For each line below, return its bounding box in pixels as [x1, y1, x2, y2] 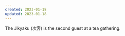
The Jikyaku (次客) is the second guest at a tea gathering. [5, 25, 121, 31]
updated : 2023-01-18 [5, 12, 47, 16]
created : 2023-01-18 [5, 7, 47, 12]
